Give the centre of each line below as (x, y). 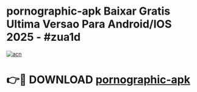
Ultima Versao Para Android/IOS (89, 24)
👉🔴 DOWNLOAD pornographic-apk (99, 80)
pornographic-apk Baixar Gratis (88, 11)
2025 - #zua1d (44, 37)
